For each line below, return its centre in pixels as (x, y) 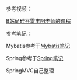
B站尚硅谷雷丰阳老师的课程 (38, 21)
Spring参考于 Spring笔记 (35, 58)
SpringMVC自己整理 (30, 71)
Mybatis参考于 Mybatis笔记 (38, 46)
